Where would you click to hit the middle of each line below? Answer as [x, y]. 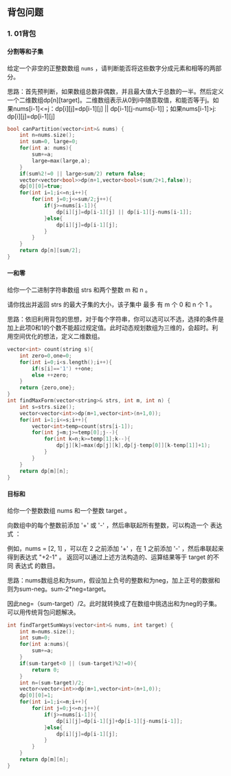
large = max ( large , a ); [61, 160]
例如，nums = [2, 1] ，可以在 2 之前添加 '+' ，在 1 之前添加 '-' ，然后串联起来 [115, 548]
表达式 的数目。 [37, 565]
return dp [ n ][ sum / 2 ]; [50, 251]
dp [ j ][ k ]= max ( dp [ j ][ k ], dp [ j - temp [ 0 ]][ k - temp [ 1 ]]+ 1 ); [133, 445]
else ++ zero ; [51, 375]
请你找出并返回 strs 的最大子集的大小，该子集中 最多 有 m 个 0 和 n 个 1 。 [111, 304]
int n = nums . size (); [47, 135]
